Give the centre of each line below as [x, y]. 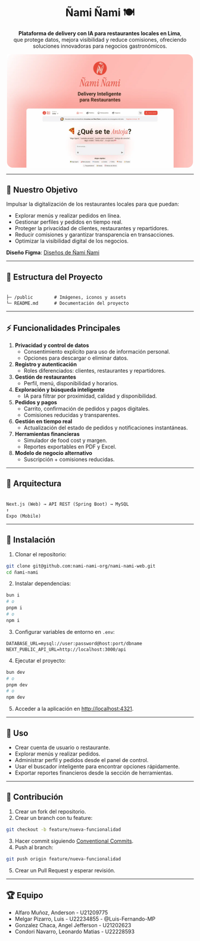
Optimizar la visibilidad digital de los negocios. [72, 241]
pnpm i [14, 608]
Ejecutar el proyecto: [40, 660]
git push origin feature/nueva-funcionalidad [63, 859]
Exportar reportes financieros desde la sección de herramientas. [94, 773]
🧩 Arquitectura [34, 484]
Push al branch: [34, 847]
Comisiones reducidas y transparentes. [72, 415]
